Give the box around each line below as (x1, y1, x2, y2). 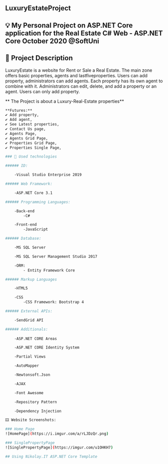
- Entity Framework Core (23, 268, 75, 273)
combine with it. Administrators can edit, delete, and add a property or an (5, 83, 157, 89)
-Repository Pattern (14, 399, 57, 404)
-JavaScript (23, 227, 49, 232)
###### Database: (5, 236, 42, 241)
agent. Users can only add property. (5, 88, 80, 94)
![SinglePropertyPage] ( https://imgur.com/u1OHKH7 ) (5, 445, 113, 450)
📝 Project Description (5, 54, 73, 62)
